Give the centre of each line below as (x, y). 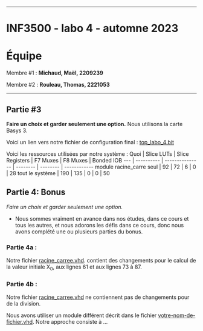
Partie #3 (24, 109)
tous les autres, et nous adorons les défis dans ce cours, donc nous (99, 225)
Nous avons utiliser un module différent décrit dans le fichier (82, 315)
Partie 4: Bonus (36, 192)
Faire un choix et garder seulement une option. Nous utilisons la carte (95, 124)
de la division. (24, 304)
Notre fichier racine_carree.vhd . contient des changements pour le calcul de (101, 261)
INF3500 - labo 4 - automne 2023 (92, 28)
